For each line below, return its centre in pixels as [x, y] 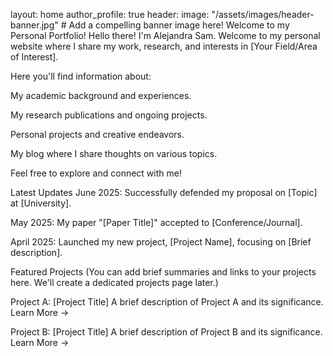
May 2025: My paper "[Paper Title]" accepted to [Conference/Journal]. [156, 222]
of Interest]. [34, 57]
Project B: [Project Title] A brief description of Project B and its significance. [166, 332]
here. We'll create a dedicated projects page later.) [114, 282]
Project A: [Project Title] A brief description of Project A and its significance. [167, 302]
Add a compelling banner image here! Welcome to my [179, 25]
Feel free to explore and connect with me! [96, 173]
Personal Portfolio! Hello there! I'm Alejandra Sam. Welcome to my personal [165, 35]
